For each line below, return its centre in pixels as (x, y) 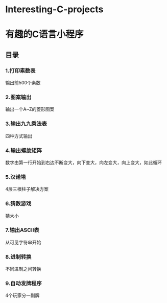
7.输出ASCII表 (22, 230)
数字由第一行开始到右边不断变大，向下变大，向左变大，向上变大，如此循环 (83, 162)
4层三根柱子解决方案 (27, 189)
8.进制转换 (18, 257)
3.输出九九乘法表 (26, 124)
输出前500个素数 (23, 83)
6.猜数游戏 (18, 204)
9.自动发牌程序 (23, 284)
